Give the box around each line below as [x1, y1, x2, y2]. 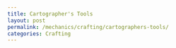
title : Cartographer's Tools [7, 10, 93, 18]
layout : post [7, 17, 46, 24]
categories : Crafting [7, 30, 71, 37]
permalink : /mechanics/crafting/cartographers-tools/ [7, 23, 170, 30]
